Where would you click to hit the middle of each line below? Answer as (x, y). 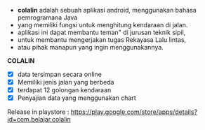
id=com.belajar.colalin (39, 120)
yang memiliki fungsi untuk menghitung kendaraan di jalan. (102, 25)
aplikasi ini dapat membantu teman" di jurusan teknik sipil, (101, 32)
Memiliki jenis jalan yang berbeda (66, 82)
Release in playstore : (38, 112)
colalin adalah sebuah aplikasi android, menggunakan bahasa (107, 10)
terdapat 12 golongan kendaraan (64, 90)
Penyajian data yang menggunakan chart (77, 98)
